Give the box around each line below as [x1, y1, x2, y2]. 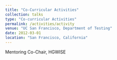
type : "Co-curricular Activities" [5, 16, 77, 21]
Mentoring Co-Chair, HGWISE [5, 48, 66, 55]
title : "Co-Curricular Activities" [5, 7, 79, 12]
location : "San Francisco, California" [5, 35, 88, 40]
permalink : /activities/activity [5, 21, 75, 26]
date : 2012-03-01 [5, 30, 41, 35]
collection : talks [5, 12, 43, 17]
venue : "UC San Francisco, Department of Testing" [5, 26, 113, 31]
